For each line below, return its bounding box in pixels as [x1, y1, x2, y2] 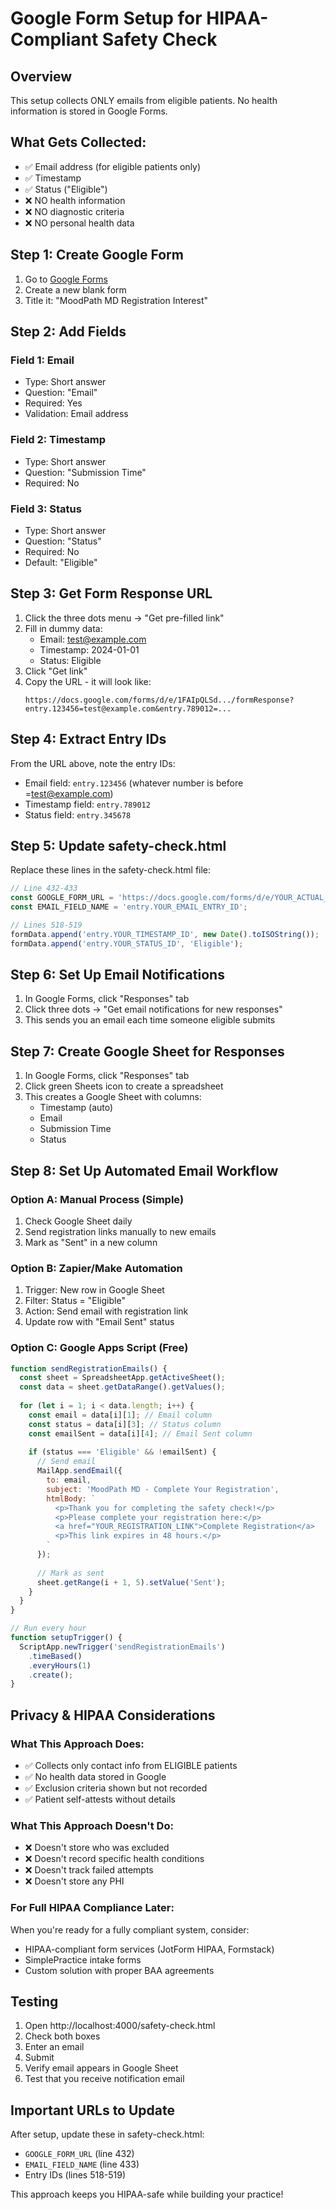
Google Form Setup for [10, 7, 203, 30]
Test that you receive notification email [24, 2073, 185, 2085]
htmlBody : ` [46, 1493, 97, 1504]
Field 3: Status [10, 502, 82, 516]
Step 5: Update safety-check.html [10, 837, 227, 854]
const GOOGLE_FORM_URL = [10, 893, 114, 903]
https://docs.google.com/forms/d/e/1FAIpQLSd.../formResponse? [24, 695, 295, 705]
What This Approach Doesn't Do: [10, 1818, 174, 1832]
